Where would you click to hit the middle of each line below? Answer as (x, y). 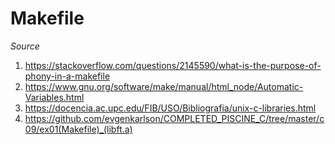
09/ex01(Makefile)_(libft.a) (78, 129)
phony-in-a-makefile (67, 76)
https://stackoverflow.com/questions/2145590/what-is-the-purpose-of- (173, 65)
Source (25, 46)
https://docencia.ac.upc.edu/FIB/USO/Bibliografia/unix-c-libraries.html (170, 108)
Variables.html (54, 97)
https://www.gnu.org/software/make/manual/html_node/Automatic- (164, 86)
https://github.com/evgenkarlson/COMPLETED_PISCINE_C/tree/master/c (174, 118)
